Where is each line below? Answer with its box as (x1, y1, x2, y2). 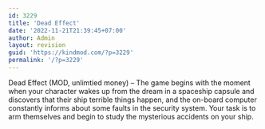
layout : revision (8, 41, 66, 49)
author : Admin (8, 33, 56, 42)
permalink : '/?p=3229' (8, 57, 84, 64)
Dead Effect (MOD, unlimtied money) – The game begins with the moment (8, 77, 251, 88)
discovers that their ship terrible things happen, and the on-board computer (8, 95, 257, 104)
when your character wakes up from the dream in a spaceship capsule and (8, 86, 255, 96)
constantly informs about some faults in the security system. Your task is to (8, 103, 256, 112)
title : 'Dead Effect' (8, 19, 81, 27)
